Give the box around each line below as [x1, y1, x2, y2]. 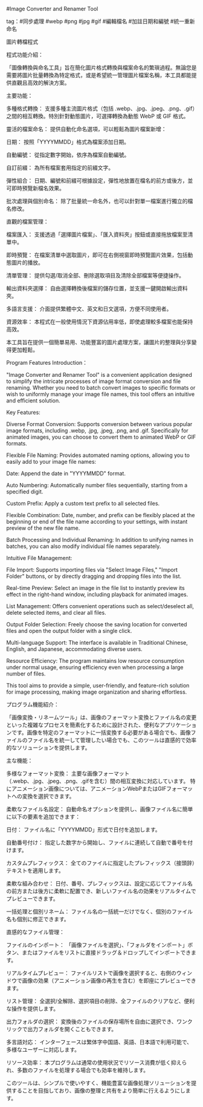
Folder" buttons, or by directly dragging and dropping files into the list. [6, 573, 182, 580]
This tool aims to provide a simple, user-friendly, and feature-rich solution [6, 682, 190, 689]
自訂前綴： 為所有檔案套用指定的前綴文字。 [6, 164, 114, 171]
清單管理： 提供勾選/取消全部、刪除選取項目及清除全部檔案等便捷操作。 [6, 272, 184, 279]
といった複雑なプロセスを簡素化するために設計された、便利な [6, 722, 160, 728]
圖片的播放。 [11, 259, 43, 266]
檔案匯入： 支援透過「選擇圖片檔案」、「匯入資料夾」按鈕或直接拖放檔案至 [6, 231, 188, 238]
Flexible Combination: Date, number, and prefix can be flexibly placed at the [6, 512, 195, 518]
